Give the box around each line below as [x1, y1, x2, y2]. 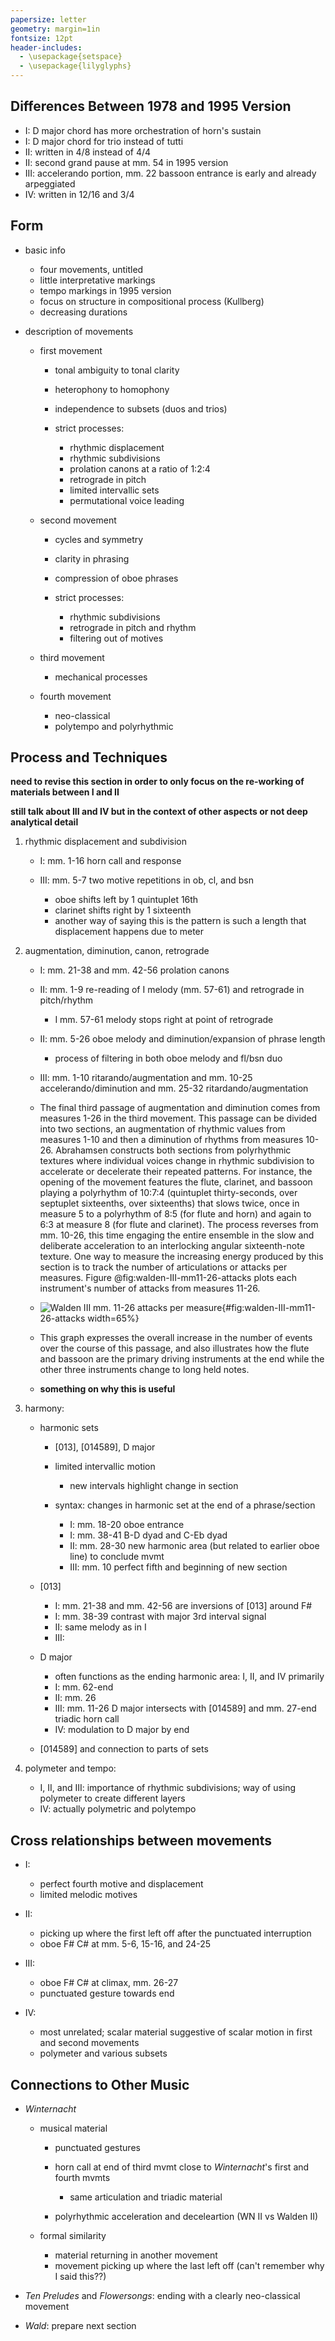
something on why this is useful [39, 1383, 176, 1395]
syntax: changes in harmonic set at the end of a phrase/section [54, 1499, 316, 1511]
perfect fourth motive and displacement [39, 1878, 204, 1890]
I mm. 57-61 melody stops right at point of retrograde [54, 1014, 274, 1026]
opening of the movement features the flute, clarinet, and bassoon [39, 1176, 313, 1188]
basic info [24, 244, 66, 256]
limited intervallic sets [69, 484, 160, 496]
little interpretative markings [39, 274, 156, 286]
